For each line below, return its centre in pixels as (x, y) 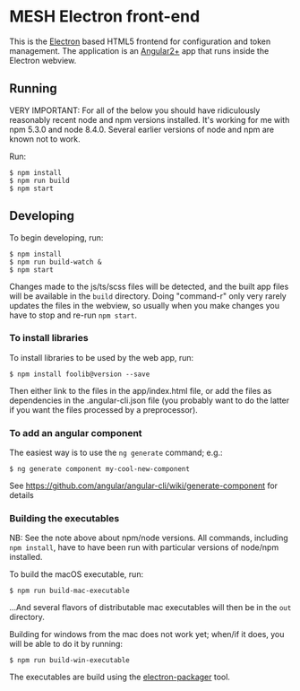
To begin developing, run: (56, 237)
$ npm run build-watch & (56, 262)
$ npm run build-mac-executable (69, 591)
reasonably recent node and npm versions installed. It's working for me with (150, 119)
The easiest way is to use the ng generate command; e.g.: (116, 453)
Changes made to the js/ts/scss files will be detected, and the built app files (149, 286)
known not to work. (45, 139)
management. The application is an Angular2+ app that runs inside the (139, 50)
